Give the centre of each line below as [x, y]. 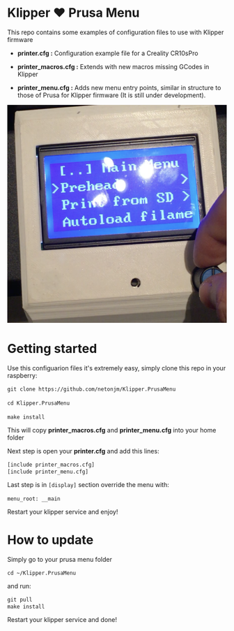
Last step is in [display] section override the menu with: [88, 484]
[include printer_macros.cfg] [51, 465]
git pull [20, 600]
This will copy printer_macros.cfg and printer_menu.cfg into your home [112, 430]
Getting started [52, 349]
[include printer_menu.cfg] [48, 472]
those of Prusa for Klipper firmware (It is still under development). [111, 95]
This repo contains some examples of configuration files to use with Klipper [116, 32]
